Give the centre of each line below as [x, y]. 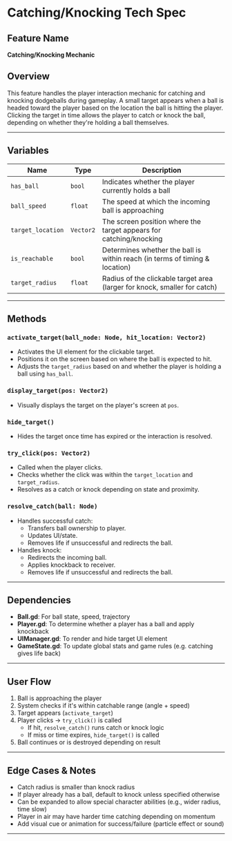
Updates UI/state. [52, 535]
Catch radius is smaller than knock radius [76, 787]
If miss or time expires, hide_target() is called [94, 735]
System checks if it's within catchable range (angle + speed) [103, 706]
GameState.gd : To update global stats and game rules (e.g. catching [115, 646]
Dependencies [39, 600]
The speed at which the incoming [156, 202]
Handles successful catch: [55, 521]
